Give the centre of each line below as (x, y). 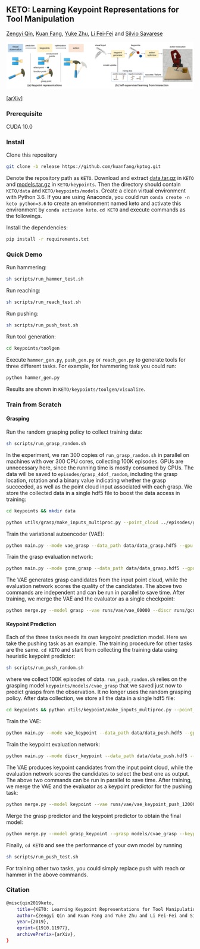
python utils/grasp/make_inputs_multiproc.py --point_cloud (82, 522)
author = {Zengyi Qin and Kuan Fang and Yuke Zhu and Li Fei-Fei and (102, 916)
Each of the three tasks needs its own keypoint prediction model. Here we (97, 637)
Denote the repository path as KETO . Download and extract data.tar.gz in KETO (100, 178)
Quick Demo (24, 254)
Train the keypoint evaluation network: (53, 745)
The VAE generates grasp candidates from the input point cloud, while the (97, 580)
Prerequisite (24, 114)
